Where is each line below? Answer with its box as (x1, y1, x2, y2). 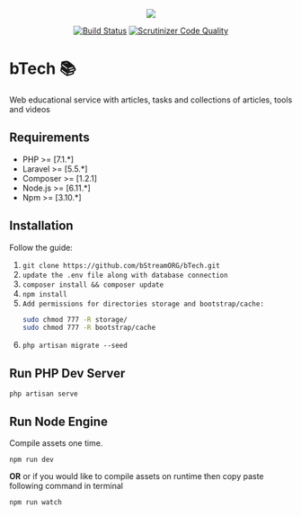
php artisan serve (9, 389, 78, 399)
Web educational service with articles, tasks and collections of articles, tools (9, 94, 293, 105)
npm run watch (9, 497, 63, 507)
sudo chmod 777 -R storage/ (22, 315, 128, 324)
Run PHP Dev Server (9, 365, 126, 381)
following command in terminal (9, 480, 124, 491)
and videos (9, 103, 51, 114)
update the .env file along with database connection (22, 271, 228, 280)
